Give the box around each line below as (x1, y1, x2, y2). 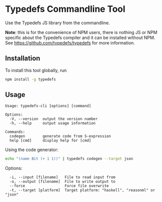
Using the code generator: (5, 147, 59, 153)
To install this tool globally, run (5, 67, 67, 73)
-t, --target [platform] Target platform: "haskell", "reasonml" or (9, 188, 155, 193)
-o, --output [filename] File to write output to (9, 179, 116, 184)
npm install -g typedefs (5, 77, 56, 82)
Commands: (5, 129, 26, 134)
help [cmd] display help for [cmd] (9, 138, 92, 143)
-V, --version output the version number (9, 117, 98, 121)
